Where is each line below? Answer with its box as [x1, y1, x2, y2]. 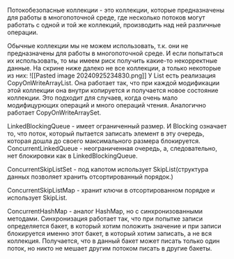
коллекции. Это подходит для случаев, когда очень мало [7, 94, 178, 102]
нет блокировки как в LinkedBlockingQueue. [7, 151, 138, 160]
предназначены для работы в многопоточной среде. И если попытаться [7, 49, 224, 57]
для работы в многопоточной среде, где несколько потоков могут [7, 13, 205, 22]
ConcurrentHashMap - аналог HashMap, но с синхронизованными [7, 207, 203, 215]
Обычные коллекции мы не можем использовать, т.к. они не [7, 42, 189, 50]
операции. [7, 28, 38, 36]
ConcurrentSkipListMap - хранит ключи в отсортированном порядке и [7, 186, 215, 194]
